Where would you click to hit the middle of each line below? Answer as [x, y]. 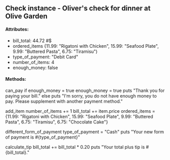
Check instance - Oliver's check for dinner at [78, 8]
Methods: [16, 79]
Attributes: [17, 29]
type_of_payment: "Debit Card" [45, 57]
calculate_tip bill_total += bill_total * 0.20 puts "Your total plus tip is [75, 147]
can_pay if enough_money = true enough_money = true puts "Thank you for [85, 90]
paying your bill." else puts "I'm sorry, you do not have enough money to [81, 95]
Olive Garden [26, 17]
